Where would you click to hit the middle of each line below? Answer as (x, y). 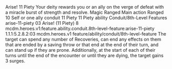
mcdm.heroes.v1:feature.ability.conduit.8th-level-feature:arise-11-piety (80, 28)
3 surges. (15, 61)
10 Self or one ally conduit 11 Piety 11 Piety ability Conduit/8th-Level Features (86, 18)
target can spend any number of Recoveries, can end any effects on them (83, 39)
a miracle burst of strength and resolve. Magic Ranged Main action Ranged (84, 12)
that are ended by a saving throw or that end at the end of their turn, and (82, 45)
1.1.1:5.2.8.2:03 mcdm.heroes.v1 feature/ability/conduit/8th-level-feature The (86, 34)
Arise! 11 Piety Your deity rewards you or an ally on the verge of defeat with (85, 7)
